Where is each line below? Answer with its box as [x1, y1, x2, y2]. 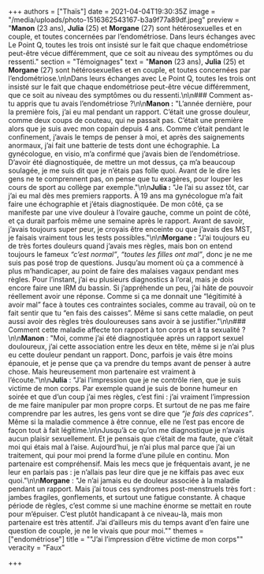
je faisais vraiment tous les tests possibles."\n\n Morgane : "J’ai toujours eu [8, 233, 250, 242]
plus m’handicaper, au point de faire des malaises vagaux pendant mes [8, 266, 239, 275]
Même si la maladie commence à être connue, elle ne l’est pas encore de [8, 417, 245, 427]
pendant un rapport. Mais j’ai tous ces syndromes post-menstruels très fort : [8, 484, 256, 494]
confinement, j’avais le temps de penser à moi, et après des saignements [8, 132, 245, 141]
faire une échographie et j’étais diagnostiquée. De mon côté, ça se [8, 199, 224, 208]
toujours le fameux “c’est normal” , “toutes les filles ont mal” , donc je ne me [8, 250, 253, 259]
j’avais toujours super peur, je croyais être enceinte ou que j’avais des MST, [8, 225, 252, 233]
